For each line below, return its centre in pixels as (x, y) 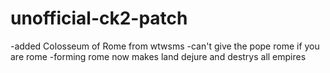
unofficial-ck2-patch (99, 18)
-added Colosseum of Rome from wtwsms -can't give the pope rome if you (165, 46)
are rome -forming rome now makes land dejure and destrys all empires (158, 56)
